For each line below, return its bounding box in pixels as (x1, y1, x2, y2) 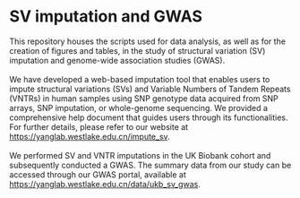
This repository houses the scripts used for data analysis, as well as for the (9, 36, 287, 47)
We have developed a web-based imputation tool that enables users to (9, 73, 270, 84)
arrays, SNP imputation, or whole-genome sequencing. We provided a (9, 102, 269, 113)
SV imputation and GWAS (9, 6, 203, 27)
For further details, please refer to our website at (9, 121, 189, 132)
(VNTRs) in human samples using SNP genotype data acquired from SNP (9, 92, 279, 104)
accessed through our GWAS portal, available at (9, 168, 186, 180)
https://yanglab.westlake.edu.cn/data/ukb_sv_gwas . (9, 178, 201, 189)
